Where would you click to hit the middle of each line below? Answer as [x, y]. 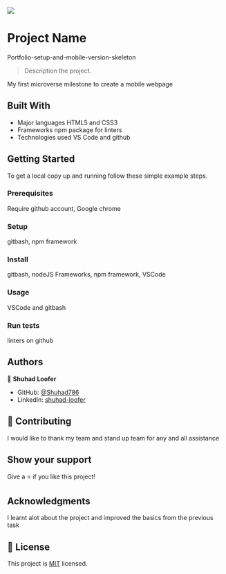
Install [18, 259]
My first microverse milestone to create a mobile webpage [90, 84]
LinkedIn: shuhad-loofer [51, 399]
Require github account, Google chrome [64, 208]
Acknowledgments [49, 501]
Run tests [23, 325]
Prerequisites [30, 194]
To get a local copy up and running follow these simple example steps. [107, 176]
